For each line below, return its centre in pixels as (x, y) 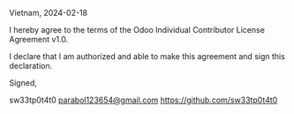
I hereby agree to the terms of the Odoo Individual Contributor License (137, 30)
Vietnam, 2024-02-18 (49, 13)
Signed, (23, 83)
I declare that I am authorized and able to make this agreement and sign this (147, 56)
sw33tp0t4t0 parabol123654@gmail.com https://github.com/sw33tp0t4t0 (143, 100)
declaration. (31, 66)
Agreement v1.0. (39, 39)
